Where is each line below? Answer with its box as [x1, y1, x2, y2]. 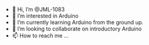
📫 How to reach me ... [12, 32, 69, 39]
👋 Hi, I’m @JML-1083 [12, 6, 65, 13]
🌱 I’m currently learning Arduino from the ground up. [12, 19, 144, 26]
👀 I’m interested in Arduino [12, 12, 79, 19]
